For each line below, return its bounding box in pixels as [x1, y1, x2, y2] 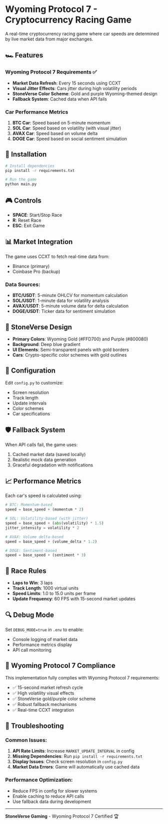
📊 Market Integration [5, 237, 73, 246]
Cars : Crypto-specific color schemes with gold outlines [12, 351, 127, 358]
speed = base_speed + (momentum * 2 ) [5, 507, 84, 512]
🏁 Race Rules [5, 566, 46, 575]
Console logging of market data [12, 636, 78, 642]
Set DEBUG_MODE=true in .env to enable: [5, 626, 84, 632]
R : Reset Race [12, 217, 41, 223]
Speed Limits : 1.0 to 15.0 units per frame [12, 590, 96, 596]
